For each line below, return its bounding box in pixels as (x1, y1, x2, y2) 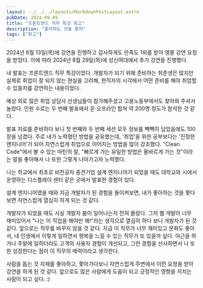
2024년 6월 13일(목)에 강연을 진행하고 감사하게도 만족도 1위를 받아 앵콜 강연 (6, 49, 186, 56)
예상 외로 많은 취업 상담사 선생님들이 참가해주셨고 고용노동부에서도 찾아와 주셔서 (6, 98, 196, 105)
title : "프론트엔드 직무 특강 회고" (6, 20, 85, 26)
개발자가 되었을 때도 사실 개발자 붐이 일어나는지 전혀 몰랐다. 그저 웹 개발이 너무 (6, 210, 192, 217)
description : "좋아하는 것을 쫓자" (6, 25, 86, 32)
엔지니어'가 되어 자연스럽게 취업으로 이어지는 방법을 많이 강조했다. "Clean (6, 141, 180, 148)
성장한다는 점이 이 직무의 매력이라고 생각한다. (12, 247, 120, 255)
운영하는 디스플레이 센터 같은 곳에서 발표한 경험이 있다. (6, 176, 136, 184)
